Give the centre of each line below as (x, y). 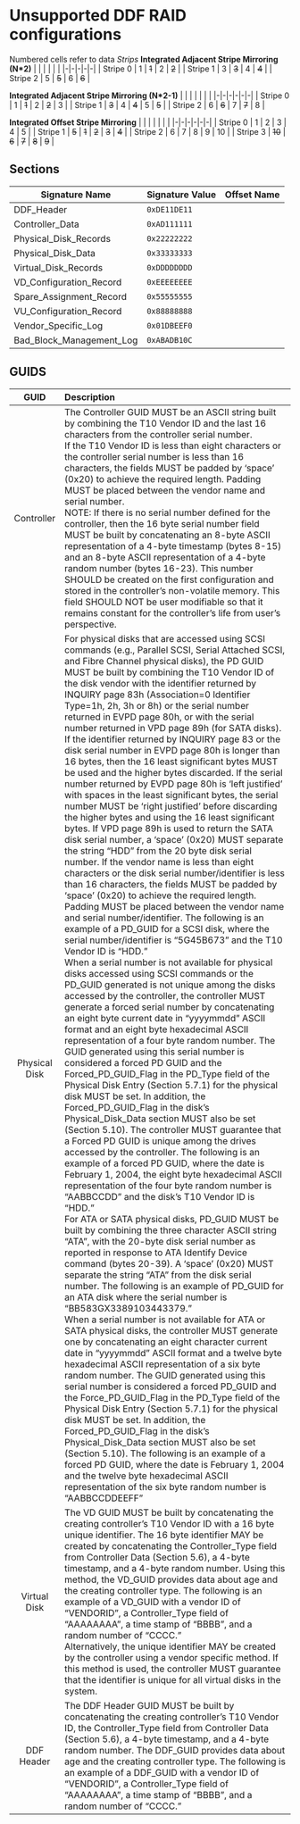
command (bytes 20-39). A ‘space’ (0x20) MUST (169, 1263)
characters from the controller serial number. (158, 434)
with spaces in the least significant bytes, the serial (171, 795)
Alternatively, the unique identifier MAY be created (170, 1646)
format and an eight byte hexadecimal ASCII (156, 1029)
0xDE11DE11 (170, 209)
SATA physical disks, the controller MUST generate (171, 1330)
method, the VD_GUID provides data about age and (171, 1579)
